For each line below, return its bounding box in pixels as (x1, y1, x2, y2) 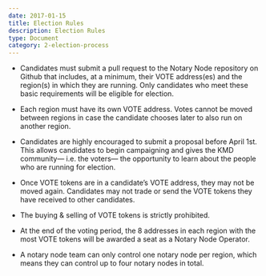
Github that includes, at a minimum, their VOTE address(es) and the (19, 72, 243, 82)
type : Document (8, 34, 59, 42)
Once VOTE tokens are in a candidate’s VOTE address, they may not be (19, 178, 255, 188)
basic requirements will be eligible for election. (19, 89, 175, 98)
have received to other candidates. (19, 195, 135, 205)
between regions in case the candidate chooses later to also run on (19, 113, 243, 122)
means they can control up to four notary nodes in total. (19, 258, 204, 268)
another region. (19, 122, 71, 131)
